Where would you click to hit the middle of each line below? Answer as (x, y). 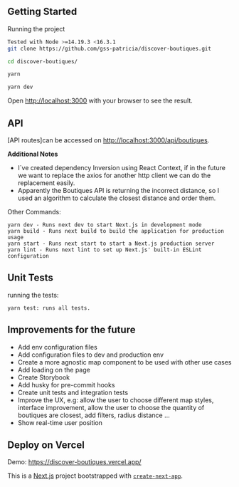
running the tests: (33, 295)
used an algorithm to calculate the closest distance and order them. (117, 198)
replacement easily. (46, 183)
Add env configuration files (57, 347)
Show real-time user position (60, 422)
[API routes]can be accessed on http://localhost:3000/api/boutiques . (108, 140)
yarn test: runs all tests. (49, 308)
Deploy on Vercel (46, 445)
